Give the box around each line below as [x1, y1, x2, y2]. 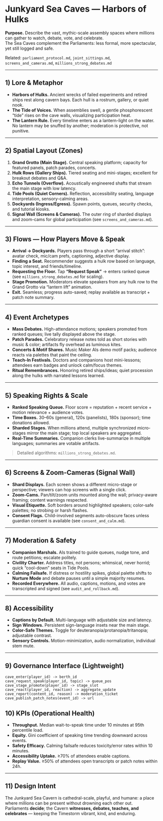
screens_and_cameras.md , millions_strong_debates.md [5, 60, 112, 66]
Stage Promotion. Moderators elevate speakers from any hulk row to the [12, 279, 158, 285]
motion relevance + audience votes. [12, 410, 84, 415]
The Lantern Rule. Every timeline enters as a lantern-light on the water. [12, 117, 155, 123]
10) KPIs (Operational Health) [5, 709, 95, 717]
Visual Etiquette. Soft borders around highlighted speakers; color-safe [12, 502, 154, 508]
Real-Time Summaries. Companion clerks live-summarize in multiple [12, 435, 151, 441]
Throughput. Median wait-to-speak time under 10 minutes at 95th [12, 722, 145, 728]
